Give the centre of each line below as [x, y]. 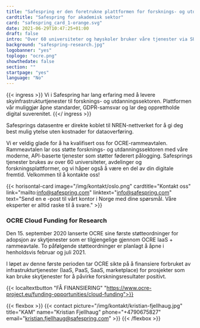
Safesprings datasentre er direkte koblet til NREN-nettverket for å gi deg [95, 125]
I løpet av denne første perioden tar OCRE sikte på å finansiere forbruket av [99, 264]
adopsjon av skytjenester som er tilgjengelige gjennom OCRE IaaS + [90, 240]
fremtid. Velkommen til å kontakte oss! [53, 175]
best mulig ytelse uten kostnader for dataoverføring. [70, 132]
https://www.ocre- [129, 288]
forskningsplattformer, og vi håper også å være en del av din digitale [90, 168]
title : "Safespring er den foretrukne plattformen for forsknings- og [96, 12]
